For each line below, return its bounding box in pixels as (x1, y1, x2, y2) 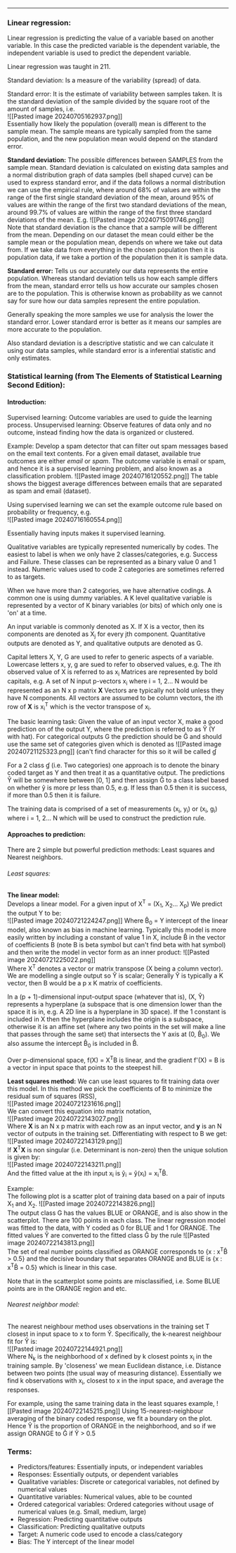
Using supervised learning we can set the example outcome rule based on (7, 501, 223, 509)
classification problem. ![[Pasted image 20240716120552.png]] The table (7, 472, 219, 480)
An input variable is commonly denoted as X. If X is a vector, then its (7, 623, 205, 631)
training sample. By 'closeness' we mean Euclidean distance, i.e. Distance (7, 1361, 221, 1370)
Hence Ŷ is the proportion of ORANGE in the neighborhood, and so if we (7, 1421, 216, 1430)
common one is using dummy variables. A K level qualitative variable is (7, 594, 212, 602)
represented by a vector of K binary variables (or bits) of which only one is (7, 601, 223, 610)
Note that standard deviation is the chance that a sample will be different (7, 223, 218, 232)
